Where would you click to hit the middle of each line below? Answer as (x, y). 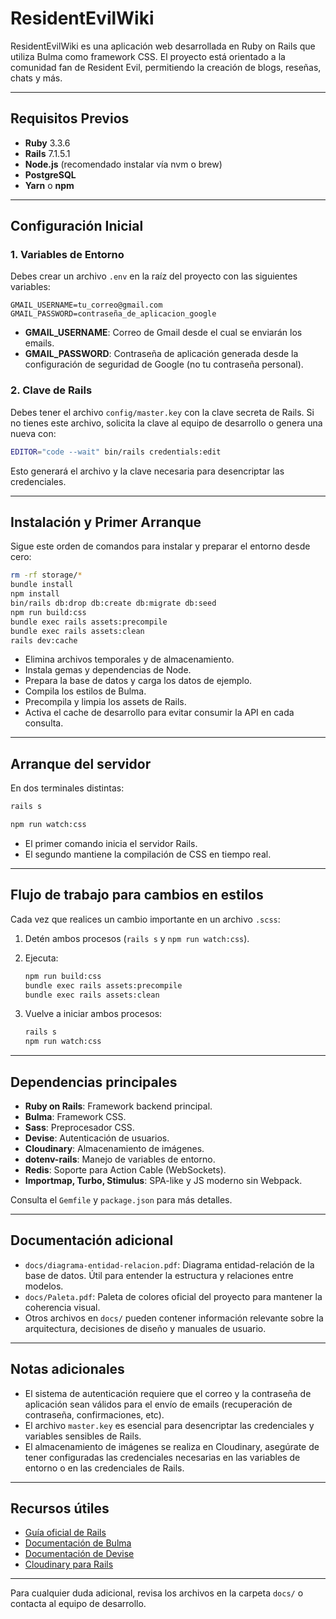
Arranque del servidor (81, 763)
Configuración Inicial (77, 226)
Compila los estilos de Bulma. (85, 691)
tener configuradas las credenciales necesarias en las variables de (162, 1457)
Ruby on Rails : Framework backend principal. (118, 1106)
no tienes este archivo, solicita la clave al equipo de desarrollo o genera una (166, 423)
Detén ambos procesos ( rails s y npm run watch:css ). (137, 938)
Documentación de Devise (79, 1554)
